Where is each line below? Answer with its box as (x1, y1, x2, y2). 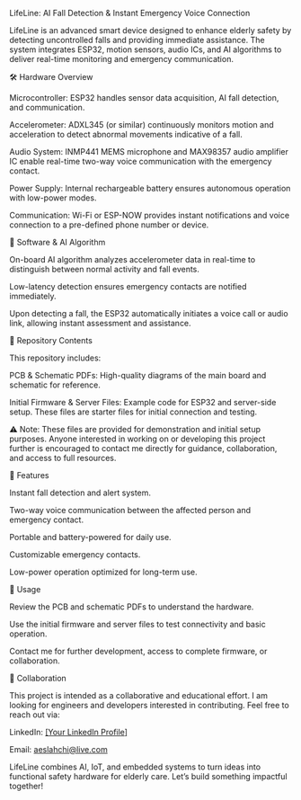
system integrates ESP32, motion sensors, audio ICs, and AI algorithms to (9, 44, 282, 55)
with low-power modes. (9, 192, 97, 203)
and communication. (9, 102, 85, 112)
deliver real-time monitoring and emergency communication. (9, 54, 234, 64)
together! (9, 781, 43, 791)
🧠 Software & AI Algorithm (9, 237, 106, 247)
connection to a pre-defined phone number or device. (9, 219, 209, 230)
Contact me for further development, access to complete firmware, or (9, 646, 268, 656)
